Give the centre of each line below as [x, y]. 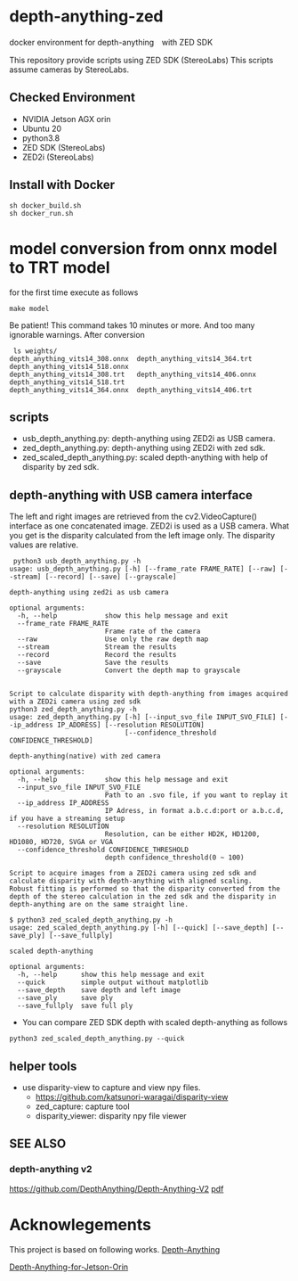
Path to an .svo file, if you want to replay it [197, 795]
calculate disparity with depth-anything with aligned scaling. [131, 881]
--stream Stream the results [97, 647]
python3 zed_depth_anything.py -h [73, 710]
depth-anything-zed [86, 16]
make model [29, 308]
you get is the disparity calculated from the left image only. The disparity [142, 536]
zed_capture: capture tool [83, 1106]
